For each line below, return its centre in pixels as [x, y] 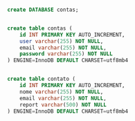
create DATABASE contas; [43, 10]
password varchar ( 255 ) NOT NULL [66, 54]
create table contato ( [42, 79]
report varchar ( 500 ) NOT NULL [63, 104]
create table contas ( [40, 28]
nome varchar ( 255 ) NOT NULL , [62, 92]
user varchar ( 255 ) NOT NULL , [62, 41]
